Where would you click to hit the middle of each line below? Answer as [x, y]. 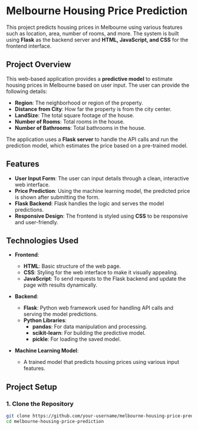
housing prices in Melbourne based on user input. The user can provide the [98, 85]
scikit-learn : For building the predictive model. [89, 333]
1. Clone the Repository [40, 403]
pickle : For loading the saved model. [77, 339]
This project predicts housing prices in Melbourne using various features [94, 27]
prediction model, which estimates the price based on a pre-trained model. [97, 145]
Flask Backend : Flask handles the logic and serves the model [89, 203]
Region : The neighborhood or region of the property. [79, 103]
